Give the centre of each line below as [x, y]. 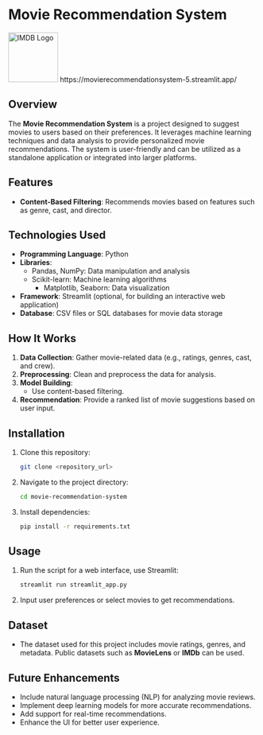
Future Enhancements [64, 678]
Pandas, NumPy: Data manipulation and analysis [111, 271]
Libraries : [36, 262]
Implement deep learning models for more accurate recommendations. [135, 705]
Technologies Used [57, 235]
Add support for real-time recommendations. [93, 714]
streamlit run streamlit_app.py [73, 585]
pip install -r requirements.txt [75, 527]
